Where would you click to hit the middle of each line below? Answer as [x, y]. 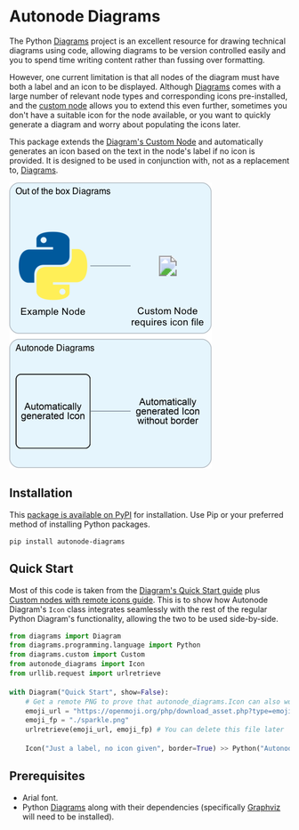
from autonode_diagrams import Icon [77, 665]
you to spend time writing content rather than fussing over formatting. [137, 60]
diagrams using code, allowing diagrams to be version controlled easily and [148, 50]
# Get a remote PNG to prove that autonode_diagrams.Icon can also [153, 701]
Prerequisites [47, 776]
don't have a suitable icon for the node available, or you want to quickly [140, 115]
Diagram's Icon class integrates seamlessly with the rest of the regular [138, 609]
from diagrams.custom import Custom [77, 655]
